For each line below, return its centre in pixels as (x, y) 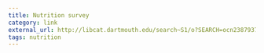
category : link (33, 23)
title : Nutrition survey (49, 15)
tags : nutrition (35, 37)
